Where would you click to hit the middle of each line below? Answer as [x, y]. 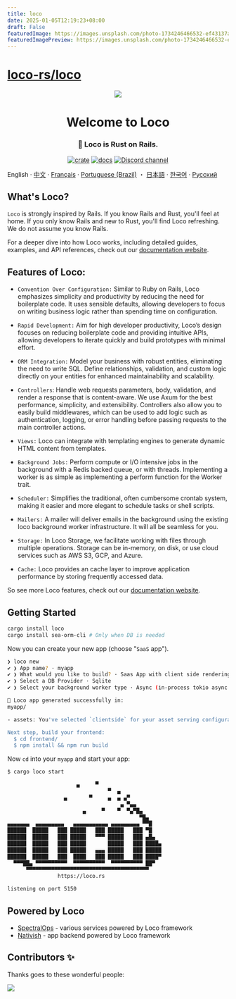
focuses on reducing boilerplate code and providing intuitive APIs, [113, 333]
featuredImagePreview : [40, 40]
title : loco [25, 14]
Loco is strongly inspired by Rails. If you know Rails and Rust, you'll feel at [113, 214]
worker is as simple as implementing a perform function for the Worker [120, 477]
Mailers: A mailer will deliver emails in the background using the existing [123, 519]
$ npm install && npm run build [61, 745]
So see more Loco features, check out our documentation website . [104, 590]
